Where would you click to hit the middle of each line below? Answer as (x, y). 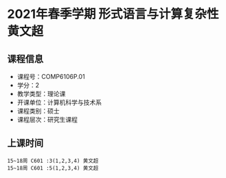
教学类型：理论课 (41, 94)
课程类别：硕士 (38, 111)
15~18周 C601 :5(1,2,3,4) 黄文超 (53, 168)
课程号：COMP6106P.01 (51, 77)
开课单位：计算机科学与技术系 (59, 102)
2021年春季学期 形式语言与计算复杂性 (113, 14)
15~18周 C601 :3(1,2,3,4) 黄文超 (53, 161)
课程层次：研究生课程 (47, 120)
